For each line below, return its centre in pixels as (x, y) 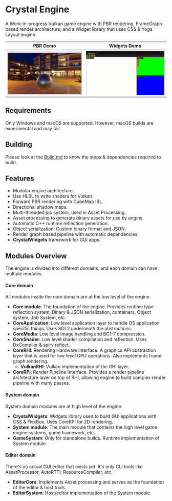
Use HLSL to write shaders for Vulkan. (53, 196)
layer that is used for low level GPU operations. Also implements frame (87, 356)
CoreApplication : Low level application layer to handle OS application (86, 323)
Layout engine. (21, 34)
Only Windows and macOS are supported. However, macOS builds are (79, 123)
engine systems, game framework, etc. (54, 432)
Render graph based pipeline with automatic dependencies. (76, 234)
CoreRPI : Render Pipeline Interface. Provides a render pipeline (78, 372)
